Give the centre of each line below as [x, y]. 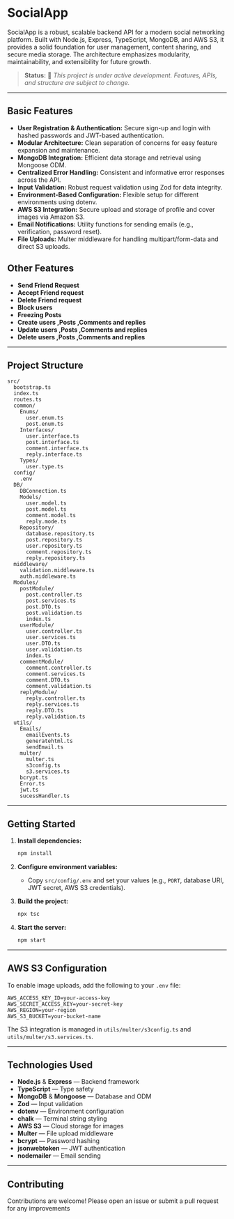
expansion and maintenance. [59, 150]
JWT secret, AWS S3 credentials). [76, 888]
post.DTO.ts [43, 607]
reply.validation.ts [55, 717]
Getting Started [41, 824]
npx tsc [28, 914]
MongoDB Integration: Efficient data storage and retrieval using [109, 158]
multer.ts [40, 760]
